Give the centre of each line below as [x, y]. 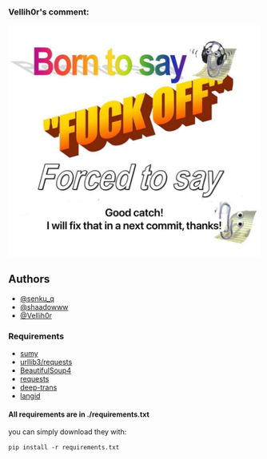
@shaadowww [44, 307]
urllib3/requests [46, 362]
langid [30, 396]
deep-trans [38, 388]
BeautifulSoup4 [46, 370]
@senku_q [37, 299]
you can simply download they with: [68, 432]
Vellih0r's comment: [49, 12]
